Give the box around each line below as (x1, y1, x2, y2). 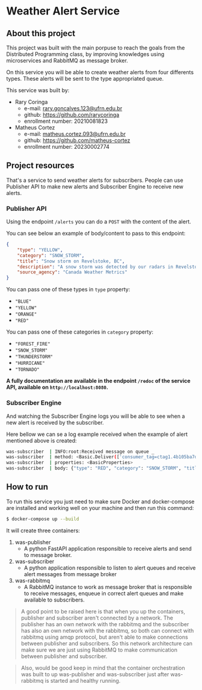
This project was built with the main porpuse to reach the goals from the (6, 44, 185, 51)
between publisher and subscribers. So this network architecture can (20, 639, 192, 647)
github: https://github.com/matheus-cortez (23, 137, 130, 144)
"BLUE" (14, 299, 32, 305)
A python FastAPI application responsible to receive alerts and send (23, 545, 192, 552)
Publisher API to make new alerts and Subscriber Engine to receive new (6, 182, 184, 190)
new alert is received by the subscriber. (6, 418, 104, 426)
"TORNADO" (14, 367, 40, 373)
